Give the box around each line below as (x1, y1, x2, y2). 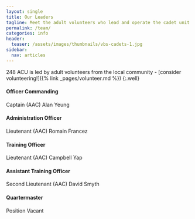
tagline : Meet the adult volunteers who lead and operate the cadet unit (6, 19, 190, 25)
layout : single (6, 8, 43, 15)
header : (6, 36, 25, 42)
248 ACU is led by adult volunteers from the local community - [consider (6, 68, 182, 75)
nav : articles (11, 52, 46, 58)
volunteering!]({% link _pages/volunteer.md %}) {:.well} (6, 75, 140, 82)
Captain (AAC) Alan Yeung (6, 101, 70, 108)
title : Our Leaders (6, 14, 54, 20)
